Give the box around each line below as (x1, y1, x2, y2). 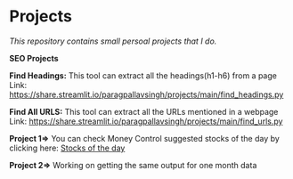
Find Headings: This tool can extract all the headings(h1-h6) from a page (9, 69, 278, 81)
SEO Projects (9, 53, 60, 63)
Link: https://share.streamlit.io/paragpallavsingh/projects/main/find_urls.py (9, 116, 283, 126)
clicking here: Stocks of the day (9, 142, 126, 153)
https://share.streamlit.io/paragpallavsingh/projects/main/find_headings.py (9, 89, 284, 100)
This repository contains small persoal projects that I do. (9, 36, 217, 46)
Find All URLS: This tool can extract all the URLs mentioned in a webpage (9, 106, 279, 117)
